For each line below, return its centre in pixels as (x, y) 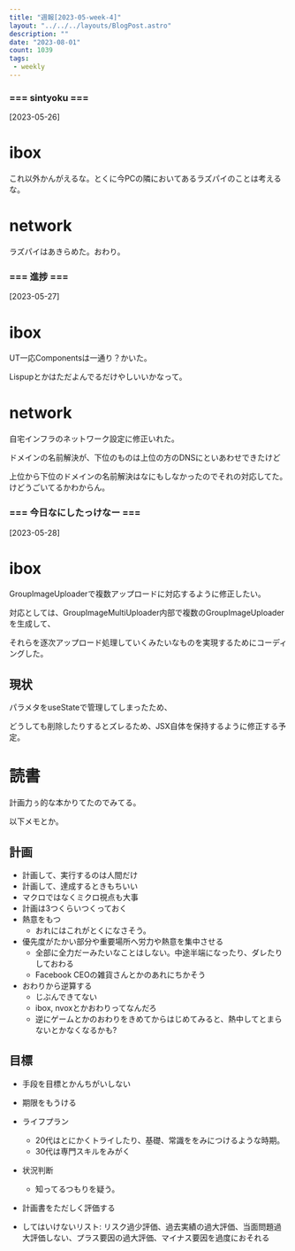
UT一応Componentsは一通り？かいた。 (80, 358)
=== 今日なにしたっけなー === (75, 513)
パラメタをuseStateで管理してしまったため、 (91, 707)
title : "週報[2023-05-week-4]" (65, 17)
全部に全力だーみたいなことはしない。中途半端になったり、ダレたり (159, 952)
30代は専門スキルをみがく (83, 1151)
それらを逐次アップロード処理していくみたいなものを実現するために (133, 642)
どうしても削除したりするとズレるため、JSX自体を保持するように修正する (144, 727)
